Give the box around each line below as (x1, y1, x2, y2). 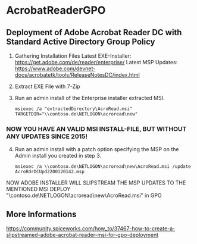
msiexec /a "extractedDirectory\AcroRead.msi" (14, 106, 133, 112)
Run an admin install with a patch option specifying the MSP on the (14, 146, 179, 153)
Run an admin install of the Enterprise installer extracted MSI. (14, 95, 165, 101)
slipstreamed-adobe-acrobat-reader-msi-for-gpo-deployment (6, 232, 159, 239)
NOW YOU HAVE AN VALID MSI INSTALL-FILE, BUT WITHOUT (6, 124, 187, 133)
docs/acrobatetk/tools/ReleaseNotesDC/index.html (14, 71, 140, 78)
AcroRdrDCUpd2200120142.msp (14, 169, 85, 175)
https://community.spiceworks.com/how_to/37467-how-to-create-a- (6, 225, 176, 232)
